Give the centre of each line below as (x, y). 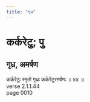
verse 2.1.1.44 (23, 86)
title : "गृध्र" (21, 12)
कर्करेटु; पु (25, 42)
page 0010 (20, 92)
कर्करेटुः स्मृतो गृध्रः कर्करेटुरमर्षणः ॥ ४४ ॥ (45, 79)
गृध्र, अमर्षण (22, 65)
